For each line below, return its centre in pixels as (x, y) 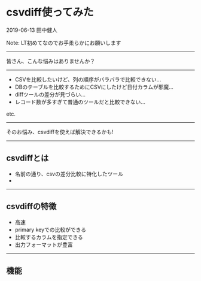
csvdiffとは (28, 158)
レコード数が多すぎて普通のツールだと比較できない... (80, 102)
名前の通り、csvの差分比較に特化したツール (69, 174)
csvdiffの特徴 (31, 206)
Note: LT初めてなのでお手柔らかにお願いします (64, 43)
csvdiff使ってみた (50, 12)
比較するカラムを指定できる (49, 237)
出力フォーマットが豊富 (44, 244)
